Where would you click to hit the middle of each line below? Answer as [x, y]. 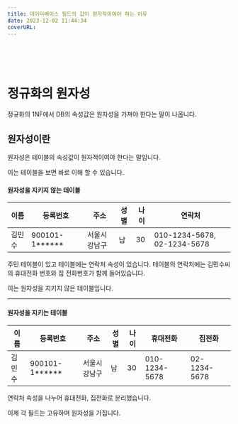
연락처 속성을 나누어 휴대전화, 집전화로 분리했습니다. [79, 398]
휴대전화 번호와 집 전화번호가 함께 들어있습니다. [80, 273]
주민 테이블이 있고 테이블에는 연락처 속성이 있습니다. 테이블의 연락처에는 [107, 264]
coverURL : [22, 27]
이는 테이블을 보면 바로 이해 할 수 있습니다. [66, 173]
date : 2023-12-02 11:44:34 [47, 21]
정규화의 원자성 [49, 93]
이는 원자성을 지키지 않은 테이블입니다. [60, 288]
